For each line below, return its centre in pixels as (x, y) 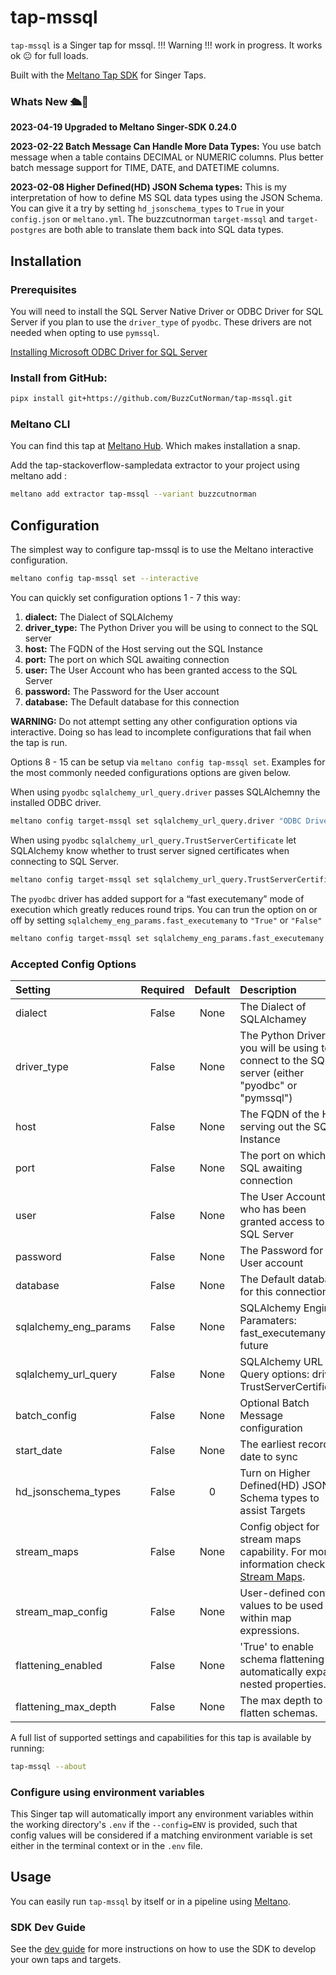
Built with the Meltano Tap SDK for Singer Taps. (108, 75)
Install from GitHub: (59, 378)
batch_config (46, 1415)
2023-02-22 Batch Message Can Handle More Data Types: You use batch (166, 147)
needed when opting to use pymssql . (85, 332)
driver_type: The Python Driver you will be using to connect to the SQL (171, 627)
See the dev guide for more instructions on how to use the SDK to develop (163, 1949)
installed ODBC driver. (56, 802)
